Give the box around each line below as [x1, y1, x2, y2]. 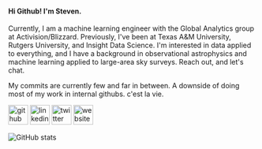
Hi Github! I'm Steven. [8, 6, 82, 16]
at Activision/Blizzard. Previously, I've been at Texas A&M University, [8, 32, 231, 42]
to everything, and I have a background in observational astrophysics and [8, 49, 247, 58]
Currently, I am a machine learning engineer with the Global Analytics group [8, 24, 255, 33]
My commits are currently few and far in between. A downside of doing [8, 81, 240, 91]
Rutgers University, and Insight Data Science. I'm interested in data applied [8, 40, 252, 50]
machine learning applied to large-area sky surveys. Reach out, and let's [8, 58, 244, 67]
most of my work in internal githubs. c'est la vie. [8, 89, 164, 99]
